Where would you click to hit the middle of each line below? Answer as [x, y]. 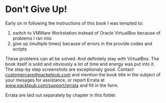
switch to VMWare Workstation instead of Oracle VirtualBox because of [87, 33]
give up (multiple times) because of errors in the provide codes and [82, 43]
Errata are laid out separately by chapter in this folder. [61, 95]
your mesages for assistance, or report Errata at [55, 80]
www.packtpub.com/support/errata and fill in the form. [62, 85]
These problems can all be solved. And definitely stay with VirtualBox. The [82, 58]
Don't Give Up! [36, 9]
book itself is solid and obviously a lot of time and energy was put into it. [80, 64]
